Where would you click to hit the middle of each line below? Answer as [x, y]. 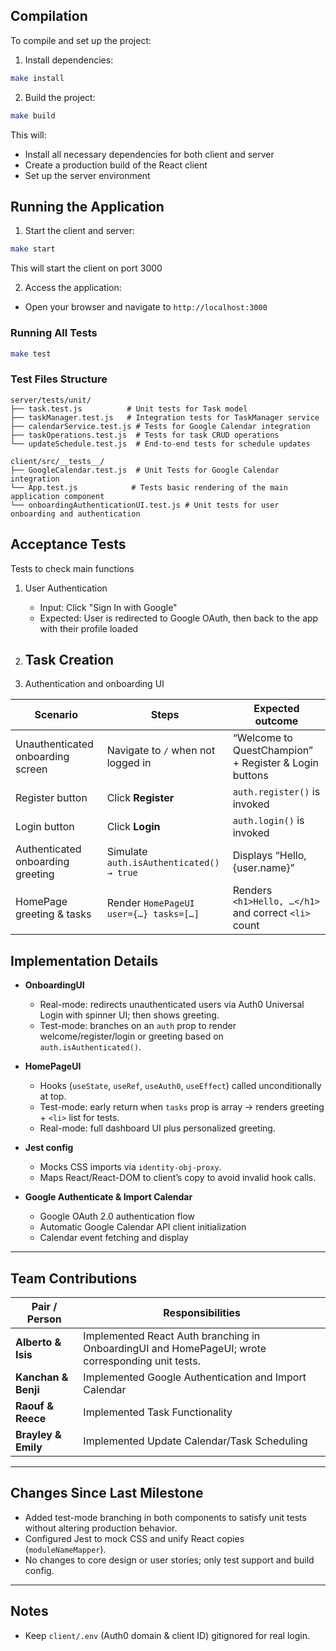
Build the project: [60, 97]
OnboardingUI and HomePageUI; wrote [175, 1348]
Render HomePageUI [150, 903]
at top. [53, 1096]
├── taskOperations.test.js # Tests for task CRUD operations [145, 435]
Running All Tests [54, 333]
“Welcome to [262, 738]
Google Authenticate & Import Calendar [108, 1197]
